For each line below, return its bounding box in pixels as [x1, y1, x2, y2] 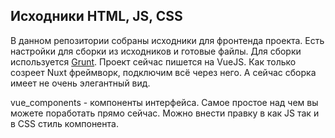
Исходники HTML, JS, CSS [10, 8, 183, 25]
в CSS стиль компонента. [10, 117, 119, 129]
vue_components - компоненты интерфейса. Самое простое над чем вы [10, 96, 319, 108]
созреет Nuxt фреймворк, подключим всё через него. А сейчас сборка [10, 66, 317, 78]
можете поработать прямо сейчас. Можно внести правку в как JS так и [10, 107, 320, 119]
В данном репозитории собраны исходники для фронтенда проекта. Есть [10, 34, 325, 46]
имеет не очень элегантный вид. [10, 77, 151, 89]
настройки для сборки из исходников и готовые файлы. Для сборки [10, 45, 302, 57]
